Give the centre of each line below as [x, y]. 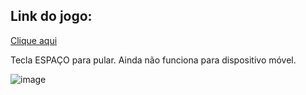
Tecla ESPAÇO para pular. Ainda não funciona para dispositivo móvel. [153, 60]
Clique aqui [34, 40]
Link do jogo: [51, 16]
